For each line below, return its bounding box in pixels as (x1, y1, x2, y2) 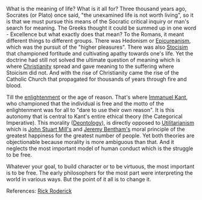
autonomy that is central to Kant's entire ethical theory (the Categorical (6, 113, 183, 120)
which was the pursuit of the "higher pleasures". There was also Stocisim (6, 43, 188, 51)
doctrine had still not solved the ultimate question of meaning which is (6, 57, 181, 63)
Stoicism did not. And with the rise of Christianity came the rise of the (6, 69, 179, 76)
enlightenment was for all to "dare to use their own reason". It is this (6, 107, 175, 113)
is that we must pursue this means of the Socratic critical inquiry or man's (6, 18, 189, 25)
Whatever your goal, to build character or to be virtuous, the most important (6, 163, 195, 170)
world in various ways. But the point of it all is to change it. (6, 176, 152, 183)
